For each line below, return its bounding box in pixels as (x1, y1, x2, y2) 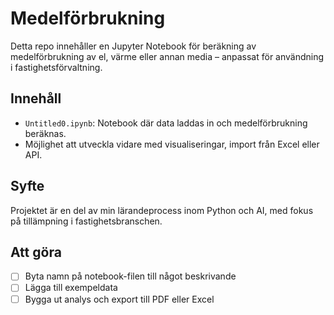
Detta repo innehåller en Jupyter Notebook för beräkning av (10, 40, 257, 52)
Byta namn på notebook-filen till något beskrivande (24, 270, 237, 282)
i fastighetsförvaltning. (10, 61, 103, 73)
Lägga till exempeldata (24, 282, 118, 294)
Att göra (10, 243, 62, 261)
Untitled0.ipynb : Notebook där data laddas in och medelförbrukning (24, 117, 308, 129)
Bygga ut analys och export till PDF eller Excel (24, 293, 215, 305)
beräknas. (24, 127, 67, 139)
